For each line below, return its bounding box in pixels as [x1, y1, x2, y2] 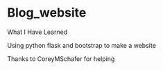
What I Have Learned [7, 28, 68, 36]
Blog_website [7, 5, 87, 21]
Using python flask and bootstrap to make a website [7, 41, 156, 49]
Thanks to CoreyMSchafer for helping [7, 54, 115, 63]
